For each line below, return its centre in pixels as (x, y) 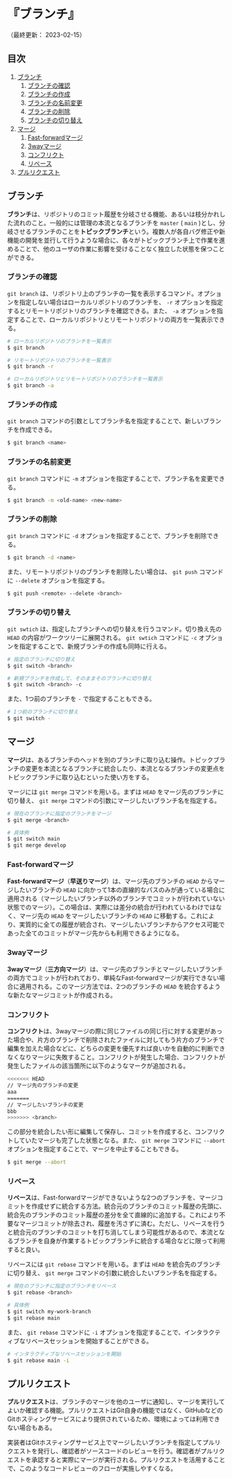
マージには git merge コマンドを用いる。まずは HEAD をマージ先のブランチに (116, 792)
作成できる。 (37, 430)
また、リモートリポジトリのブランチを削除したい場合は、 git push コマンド (115, 571)
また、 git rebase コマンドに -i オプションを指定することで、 (96, 1332)
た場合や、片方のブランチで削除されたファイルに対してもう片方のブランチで (116, 1040)
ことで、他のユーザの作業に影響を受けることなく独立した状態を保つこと (122, 249)
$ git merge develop (37, 846)
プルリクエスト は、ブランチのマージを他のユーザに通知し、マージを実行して (116, 1402)
